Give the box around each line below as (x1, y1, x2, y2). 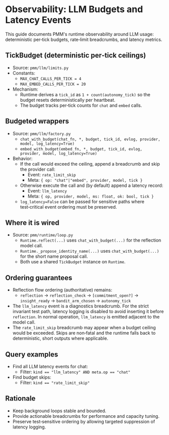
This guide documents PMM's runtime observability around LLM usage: (5, 31, 154, 37)
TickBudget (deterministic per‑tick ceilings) (5, 51, 146, 60)
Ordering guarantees (5, 273, 72, 282)
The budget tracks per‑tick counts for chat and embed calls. (20, 102, 142, 108)
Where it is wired (5, 218, 60, 227)
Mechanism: (12, 86, 39, 92)
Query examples (5, 350, 59, 359)
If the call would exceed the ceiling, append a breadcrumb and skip (20, 161, 160, 167)
